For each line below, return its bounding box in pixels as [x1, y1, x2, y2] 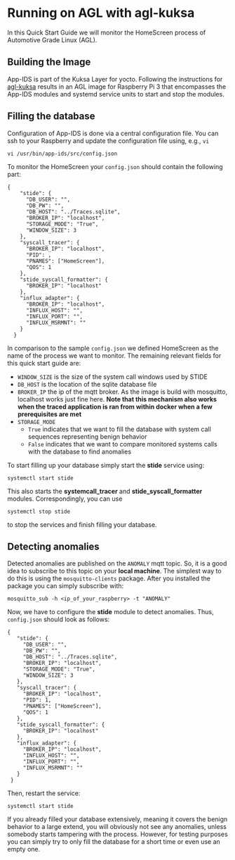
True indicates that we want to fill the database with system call [27, 425, 212, 433]
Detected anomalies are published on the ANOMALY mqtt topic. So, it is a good [7, 559, 227, 568]
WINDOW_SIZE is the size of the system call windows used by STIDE [17, 372, 208, 381]
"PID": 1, [22, 697, 52, 704]
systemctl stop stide [7, 508, 71, 515]
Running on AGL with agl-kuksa [7, 5, 195, 21]
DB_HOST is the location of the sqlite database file [17, 380, 157, 388]
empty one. [7, 845, 41, 854]
